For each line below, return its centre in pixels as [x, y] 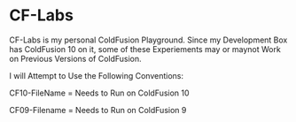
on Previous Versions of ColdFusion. [75, 58]
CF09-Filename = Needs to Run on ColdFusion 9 [98, 110]
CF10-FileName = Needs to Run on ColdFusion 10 [99, 93]
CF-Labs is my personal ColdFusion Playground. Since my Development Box [148, 40]
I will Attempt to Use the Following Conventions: [97, 75]
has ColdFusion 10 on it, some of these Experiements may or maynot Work [145, 49]
